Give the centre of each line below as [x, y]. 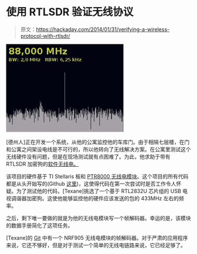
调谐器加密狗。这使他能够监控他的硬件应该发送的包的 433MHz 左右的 [95, 198]
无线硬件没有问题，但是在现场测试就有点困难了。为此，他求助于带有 [88, 156]
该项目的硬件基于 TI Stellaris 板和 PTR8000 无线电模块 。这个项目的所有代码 [97, 176]
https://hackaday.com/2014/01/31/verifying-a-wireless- [103, 29]
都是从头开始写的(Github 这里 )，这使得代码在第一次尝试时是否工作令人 [91, 183]
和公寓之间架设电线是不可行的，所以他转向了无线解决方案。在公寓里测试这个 [98, 149]
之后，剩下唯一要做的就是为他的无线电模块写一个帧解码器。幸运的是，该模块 [98, 218]
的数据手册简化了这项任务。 [40, 225]
